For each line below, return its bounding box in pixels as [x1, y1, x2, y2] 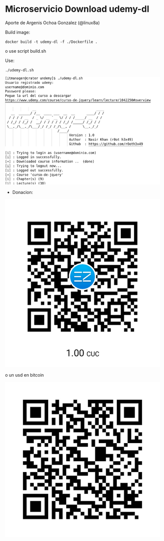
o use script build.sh [5, 48, 47, 54]
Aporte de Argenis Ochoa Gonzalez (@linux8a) [5, 20, 100, 26]
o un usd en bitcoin [5, 372, 44, 378]
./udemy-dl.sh [5, 67, 34, 72]
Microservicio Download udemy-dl [5, 3, 150, 15]
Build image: [5, 29, 30, 35]
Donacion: [12, 190, 33, 195]
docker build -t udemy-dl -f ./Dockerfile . [5, 39, 98, 44]
